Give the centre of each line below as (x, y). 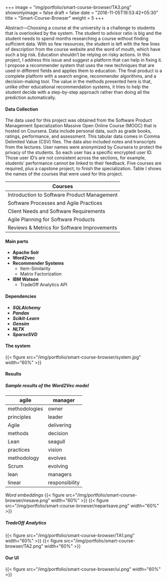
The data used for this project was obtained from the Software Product (79, 120)
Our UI (12, 558)
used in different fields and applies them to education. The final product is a (84, 71)
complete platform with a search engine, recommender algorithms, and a (81, 76)
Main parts (17, 241)
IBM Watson (25, 279)
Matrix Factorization (41, 274)
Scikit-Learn (26, 318)
